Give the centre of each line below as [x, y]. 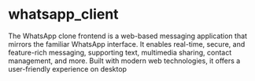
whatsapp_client [64, 14]
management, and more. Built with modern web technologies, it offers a [124, 61]
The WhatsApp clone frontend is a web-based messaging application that [128, 36]
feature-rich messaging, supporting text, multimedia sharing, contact [120, 52]
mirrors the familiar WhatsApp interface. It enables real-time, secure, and [127, 44]
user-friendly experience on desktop [68, 69]
